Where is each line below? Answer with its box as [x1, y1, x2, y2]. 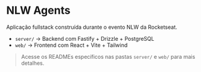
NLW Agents [6, 4, 71, 17]
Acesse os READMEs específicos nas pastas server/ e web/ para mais [21, 53, 196, 60]
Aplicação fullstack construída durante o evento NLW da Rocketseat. [6, 23, 177, 31]
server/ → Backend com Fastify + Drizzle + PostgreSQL [14, 35, 155, 42]
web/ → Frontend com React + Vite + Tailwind [14, 41, 128, 49]
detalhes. [21, 59, 45, 67]
